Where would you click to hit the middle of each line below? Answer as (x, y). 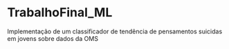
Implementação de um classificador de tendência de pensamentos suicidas (115, 31)
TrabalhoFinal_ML (60, 13)
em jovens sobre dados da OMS (53, 38)
